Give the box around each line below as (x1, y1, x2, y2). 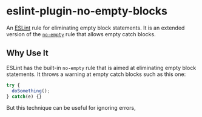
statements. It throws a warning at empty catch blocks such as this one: (6, 71, 186, 78)
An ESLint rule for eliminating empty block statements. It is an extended (6, 24, 185, 31)
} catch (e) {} (6, 93, 42, 100)
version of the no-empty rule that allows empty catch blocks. (6, 30, 156, 37)
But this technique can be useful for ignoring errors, (6, 104, 136, 112)
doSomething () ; (12, 87, 50, 94)
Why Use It (6, 48, 49, 58)
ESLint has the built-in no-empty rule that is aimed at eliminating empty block (6, 64, 197, 71)
